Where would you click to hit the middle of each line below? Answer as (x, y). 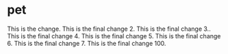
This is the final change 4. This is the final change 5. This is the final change (114, 36)
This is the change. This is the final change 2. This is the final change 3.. (109, 29)
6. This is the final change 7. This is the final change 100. (87, 43)
